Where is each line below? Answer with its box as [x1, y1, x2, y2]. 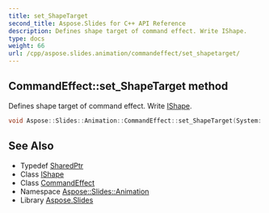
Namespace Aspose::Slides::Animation [19, 186, 149, 196]
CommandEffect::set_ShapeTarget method [8, 79, 229, 93]
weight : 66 [8, 42, 45, 50]
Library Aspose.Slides [19, 195, 94, 205]
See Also [8, 139, 54, 153]
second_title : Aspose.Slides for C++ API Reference [8, 19, 186, 28]
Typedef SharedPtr [19, 160, 84, 170]
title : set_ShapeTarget [8, 11, 89, 20]
